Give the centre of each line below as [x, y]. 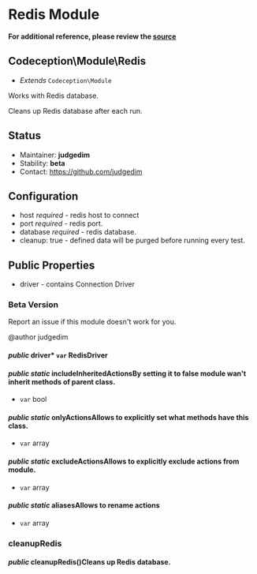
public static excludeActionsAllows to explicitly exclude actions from [124, 461]
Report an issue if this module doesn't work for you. [92, 322]
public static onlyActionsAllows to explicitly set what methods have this [128, 417]
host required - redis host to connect [79, 216]
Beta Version [34, 305]
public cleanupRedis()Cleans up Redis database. [89, 562]
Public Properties [52, 265]
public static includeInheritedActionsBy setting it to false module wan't [127, 373]
